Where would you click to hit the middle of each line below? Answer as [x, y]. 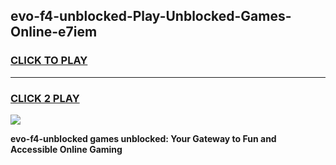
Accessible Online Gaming [66, 149]
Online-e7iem [54, 32]
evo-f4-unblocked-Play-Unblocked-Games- [151, 16]
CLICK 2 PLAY [45, 98]
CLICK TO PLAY [49, 61]
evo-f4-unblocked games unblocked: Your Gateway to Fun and [143, 138]
